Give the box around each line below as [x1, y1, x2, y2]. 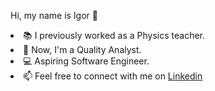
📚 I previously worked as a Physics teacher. [23, 30, 206, 41]
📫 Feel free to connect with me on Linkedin [23, 70, 203, 82]
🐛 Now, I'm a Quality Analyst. [23, 44, 142, 55]
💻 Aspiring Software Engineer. [23, 55, 150, 67]
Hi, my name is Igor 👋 [10, 10, 98, 21]
